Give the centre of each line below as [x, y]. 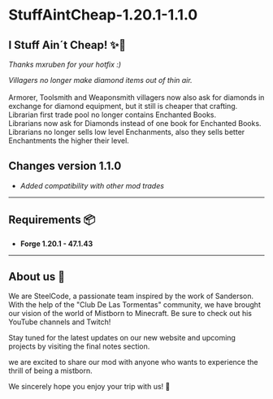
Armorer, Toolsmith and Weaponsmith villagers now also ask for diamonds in [136, 98]
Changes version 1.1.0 [65, 166]
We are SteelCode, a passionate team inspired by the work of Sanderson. [131, 296]
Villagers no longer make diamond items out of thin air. [100, 80]
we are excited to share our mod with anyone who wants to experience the [133, 362]
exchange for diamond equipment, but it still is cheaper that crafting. [123, 106]
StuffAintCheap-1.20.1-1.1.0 [103, 15]
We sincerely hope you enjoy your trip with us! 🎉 [89, 387]
